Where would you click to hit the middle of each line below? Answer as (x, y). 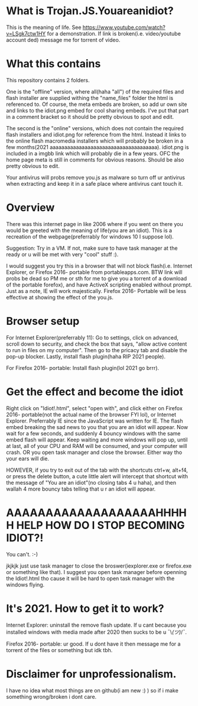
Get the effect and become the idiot (95, 391)
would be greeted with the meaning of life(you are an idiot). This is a (89, 230)
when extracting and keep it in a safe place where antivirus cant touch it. (95, 183)
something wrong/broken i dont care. (51, 697)
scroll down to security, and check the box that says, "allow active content (97, 344)
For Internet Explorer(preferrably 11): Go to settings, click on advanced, (92, 337)
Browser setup (43, 321)
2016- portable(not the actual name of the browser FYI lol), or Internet (91, 414)
